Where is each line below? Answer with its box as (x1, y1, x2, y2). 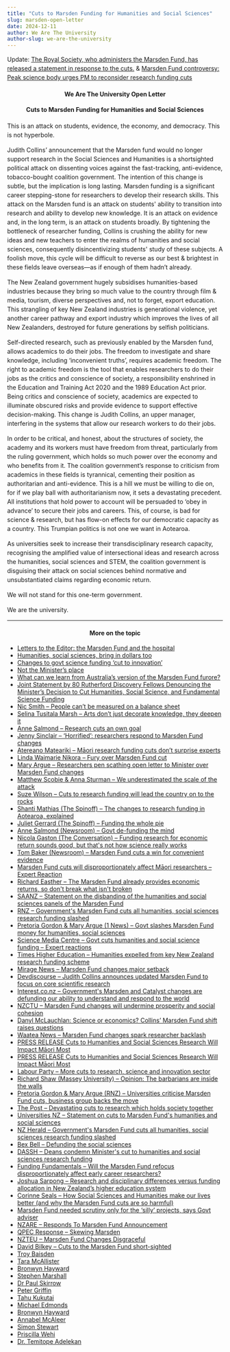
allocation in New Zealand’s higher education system (16, 1184, 166, 1193)
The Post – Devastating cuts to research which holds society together (16, 1104, 214, 1112)
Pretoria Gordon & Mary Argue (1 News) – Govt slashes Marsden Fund (16, 921, 214, 929)
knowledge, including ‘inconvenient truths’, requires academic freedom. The (7, 356, 222, 364)
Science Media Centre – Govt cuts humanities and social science (16, 936, 200, 945)
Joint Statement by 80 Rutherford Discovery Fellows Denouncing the (16, 681, 212, 689)
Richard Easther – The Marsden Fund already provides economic (16, 877, 200, 886)
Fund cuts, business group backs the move (16, 1096, 139, 1105)
